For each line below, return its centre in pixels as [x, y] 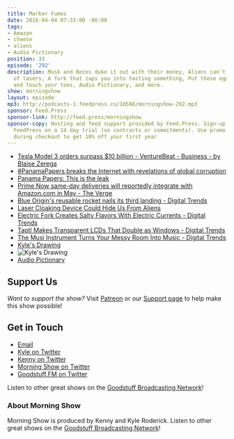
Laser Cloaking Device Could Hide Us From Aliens [89, 208]
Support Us [32, 281]
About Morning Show [44, 406]
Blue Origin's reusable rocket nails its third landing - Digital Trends [112, 201]
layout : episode [31, 98]
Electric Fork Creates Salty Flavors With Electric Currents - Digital [111, 216]
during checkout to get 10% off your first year [85, 136]
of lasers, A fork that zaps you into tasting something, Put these [115, 78]
